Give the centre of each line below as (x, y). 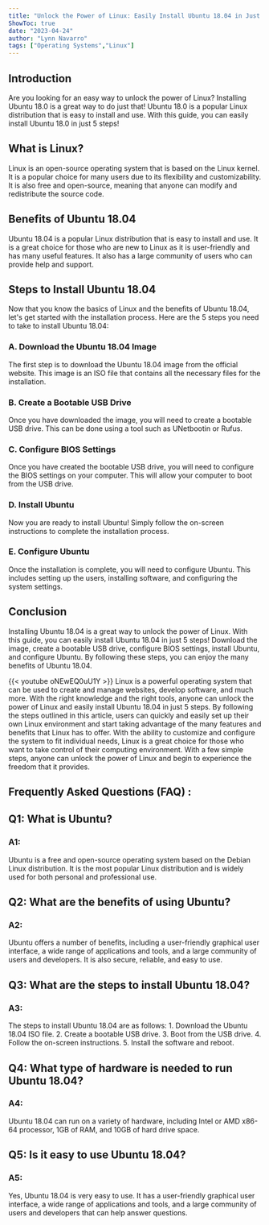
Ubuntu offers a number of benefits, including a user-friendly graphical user (134, 942)
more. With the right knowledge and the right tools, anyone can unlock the (131, 698)
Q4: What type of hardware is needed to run (120, 1068)
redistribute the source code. (56, 193)
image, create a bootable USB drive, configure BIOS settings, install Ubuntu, (134, 648)
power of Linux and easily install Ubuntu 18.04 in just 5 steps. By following (131, 706)
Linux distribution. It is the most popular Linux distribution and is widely (126, 868)
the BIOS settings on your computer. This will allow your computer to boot (130, 475)
